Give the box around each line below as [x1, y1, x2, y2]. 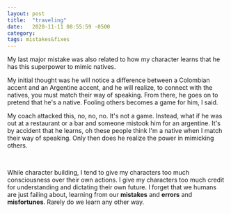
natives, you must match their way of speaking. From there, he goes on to [7, 91, 218, 100]
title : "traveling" [7, 17, 67, 24]
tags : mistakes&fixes [7, 36, 70, 43]
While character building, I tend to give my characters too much [7, 168, 190, 177]
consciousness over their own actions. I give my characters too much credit [7, 175, 225, 184]
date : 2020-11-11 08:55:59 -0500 [7, 23, 111, 30]
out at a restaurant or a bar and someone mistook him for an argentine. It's [7, 119, 221, 127]
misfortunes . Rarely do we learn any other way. [7, 198, 145, 206]
